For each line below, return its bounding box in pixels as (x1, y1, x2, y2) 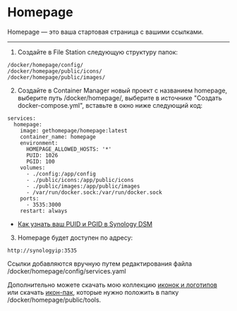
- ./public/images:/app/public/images (25, 183, 140, 190)
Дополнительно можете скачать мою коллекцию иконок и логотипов (7, 280, 217, 289)
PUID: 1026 (25, 152, 59, 159)
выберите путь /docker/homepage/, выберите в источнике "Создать (17, 93, 222, 102)
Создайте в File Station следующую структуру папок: (17, 47, 178, 56)
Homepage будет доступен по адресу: (17, 233, 133, 242)
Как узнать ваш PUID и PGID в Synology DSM (17, 219, 153, 228)
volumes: (20, 164, 46, 171)
